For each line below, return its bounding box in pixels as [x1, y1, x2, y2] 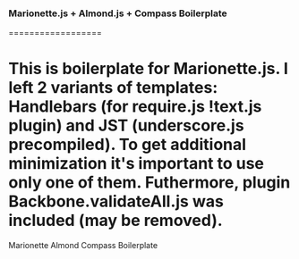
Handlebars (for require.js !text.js [8, 96, 262, 117]
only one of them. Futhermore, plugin [8, 172, 291, 193]
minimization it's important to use [8, 154, 265, 174]
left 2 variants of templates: [8, 78, 218, 98]
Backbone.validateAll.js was [8, 191, 225, 212]
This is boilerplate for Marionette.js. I [8, 59, 288, 79]
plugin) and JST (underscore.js [8, 115, 244, 136]
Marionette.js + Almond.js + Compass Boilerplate [8, 7, 227, 20]
